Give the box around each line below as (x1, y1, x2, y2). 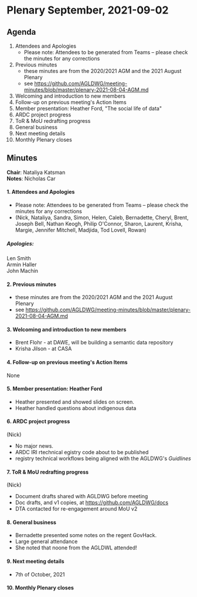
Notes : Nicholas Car (6, 175, 56, 182)
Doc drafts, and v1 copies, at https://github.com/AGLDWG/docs (15, 499, 169, 506)
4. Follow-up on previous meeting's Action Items (6, 358, 128, 365)
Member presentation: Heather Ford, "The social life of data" (15, 105, 162, 112)
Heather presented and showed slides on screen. (15, 398, 134, 405)
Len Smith (6, 254, 31, 261)
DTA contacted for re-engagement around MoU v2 (15, 505, 138, 512)
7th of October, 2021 (15, 571, 65, 578)
